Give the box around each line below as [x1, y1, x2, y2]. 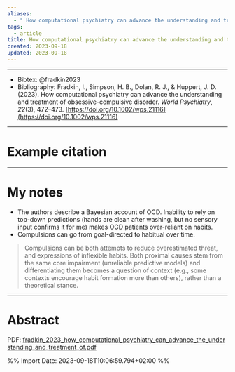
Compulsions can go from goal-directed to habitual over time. [17, 230, 196, 239]
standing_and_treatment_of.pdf [7, 343, 97, 351]
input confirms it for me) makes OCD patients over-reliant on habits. [17, 222, 213, 231]
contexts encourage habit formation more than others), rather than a [24, 273, 222, 281]
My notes [7, 185, 63, 200]
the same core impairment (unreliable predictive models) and [24, 258, 201, 267]
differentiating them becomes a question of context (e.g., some [24, 266, 207, 274]
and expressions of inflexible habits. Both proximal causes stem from [24, 251, 224, 260]
